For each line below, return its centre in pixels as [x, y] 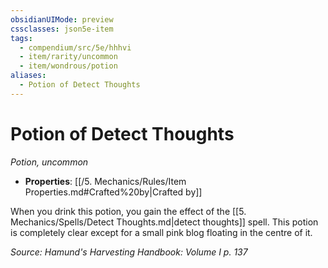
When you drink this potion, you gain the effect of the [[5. [128, 211]
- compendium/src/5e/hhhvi [75, 47]
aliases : [28, 76]
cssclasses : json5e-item [62, 29]
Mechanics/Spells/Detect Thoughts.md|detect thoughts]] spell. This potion [164, 222]
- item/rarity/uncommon [68, 57]
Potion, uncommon [49, 162]
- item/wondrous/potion [68, 66]
